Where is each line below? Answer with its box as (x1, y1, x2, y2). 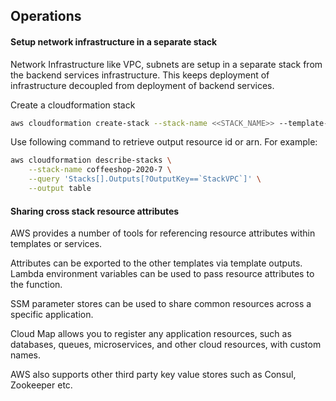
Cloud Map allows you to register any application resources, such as (10, 328, 292, 340)
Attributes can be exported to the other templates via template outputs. (10, 257, 303, 269)
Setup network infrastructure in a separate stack (10, 35, 218, 48)
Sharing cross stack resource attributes (10, 205, 180, 217)
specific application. (10, 309, 94, 321)
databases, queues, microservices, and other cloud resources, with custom (10, 339, 322, 351)
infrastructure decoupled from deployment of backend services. (10, 79, 275, 91)
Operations (10, 8, 82, 25)
